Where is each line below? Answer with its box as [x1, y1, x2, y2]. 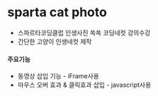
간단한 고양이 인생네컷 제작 [17, 37, 92, 46]
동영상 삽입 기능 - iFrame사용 [17, 72, 99, 80]
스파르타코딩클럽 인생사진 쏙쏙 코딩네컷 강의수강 [17, 28, 151, 37]
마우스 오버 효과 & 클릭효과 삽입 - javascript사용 [17, 80, 152, 89]
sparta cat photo [7, 4, 108, 20]
